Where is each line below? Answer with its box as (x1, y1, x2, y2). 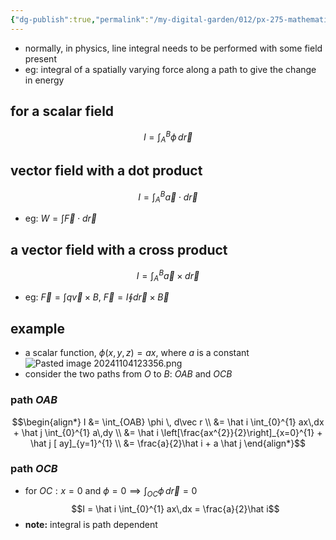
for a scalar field (10, 103, 115, 120)
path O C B (10, 462, 58, 476)
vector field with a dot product (10, 162, 203, 180)
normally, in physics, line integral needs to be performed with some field (24, 42, 323, 54)
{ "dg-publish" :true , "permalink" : (10, 14, 150, 25)
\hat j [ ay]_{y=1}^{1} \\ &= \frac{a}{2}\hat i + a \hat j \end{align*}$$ (29, 437, 307, 449)
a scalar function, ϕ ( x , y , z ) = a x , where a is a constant (24, 347, 250, 359)
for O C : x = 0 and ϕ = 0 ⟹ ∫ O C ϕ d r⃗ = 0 (24, 484, 198, 499)
